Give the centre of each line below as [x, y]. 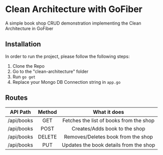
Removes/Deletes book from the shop [108, 136]
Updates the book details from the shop [109, 145]
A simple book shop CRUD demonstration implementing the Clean [73, 23]
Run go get [24, 77]
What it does [108, 112]
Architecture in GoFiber [29, 28]
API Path [20, 112]
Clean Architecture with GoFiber [74, 9]
